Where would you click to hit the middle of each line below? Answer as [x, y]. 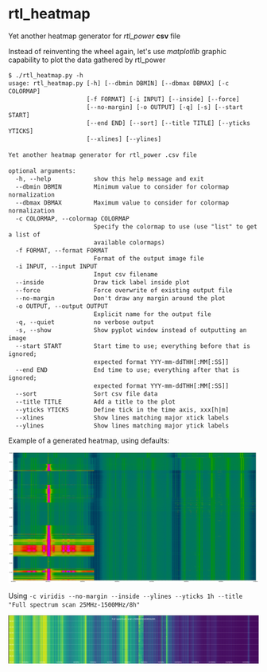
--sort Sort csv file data [87, 394]
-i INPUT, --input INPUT [56, 266]
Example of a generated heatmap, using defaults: [89, 440]
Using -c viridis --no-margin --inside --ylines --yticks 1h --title [126, 596]
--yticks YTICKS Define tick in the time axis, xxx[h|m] [122, 410]
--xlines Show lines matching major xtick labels [122, 418]
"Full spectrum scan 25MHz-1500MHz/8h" [74, 605]
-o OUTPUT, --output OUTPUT [62, 306]
